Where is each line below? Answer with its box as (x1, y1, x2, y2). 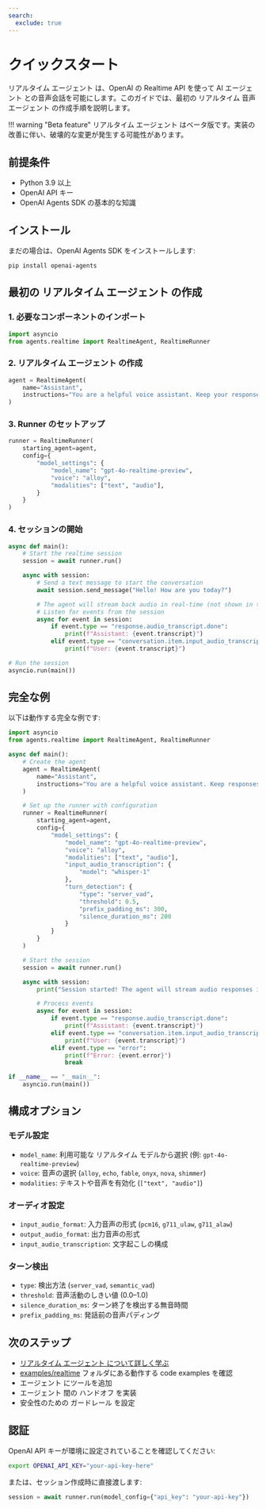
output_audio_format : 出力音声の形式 (19, 1230, 140, 1239)
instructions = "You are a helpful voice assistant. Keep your (22, 391, 228, 399)
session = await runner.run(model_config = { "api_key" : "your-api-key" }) (8, 1493, 249, 1501)
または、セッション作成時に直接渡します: (8, 1477, 142, 1487)
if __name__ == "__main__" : (8, 1073, 101, 1081)
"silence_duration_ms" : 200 (78, 912, 172, 921)
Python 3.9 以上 (19, 178, 72, 187)
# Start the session (22, 956, 90, 964)
